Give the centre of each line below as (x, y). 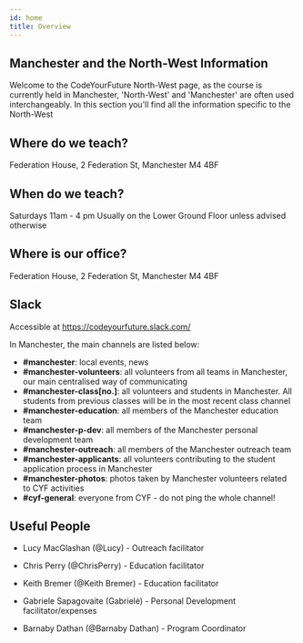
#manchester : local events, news (86, 362)
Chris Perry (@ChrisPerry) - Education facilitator (113, 565)
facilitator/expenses (60, 611)
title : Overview (40, 26)
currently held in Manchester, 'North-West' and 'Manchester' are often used (151, 95)
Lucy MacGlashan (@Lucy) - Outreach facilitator (113, 548)
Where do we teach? (69, 143)
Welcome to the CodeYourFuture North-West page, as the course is (136, 85)
